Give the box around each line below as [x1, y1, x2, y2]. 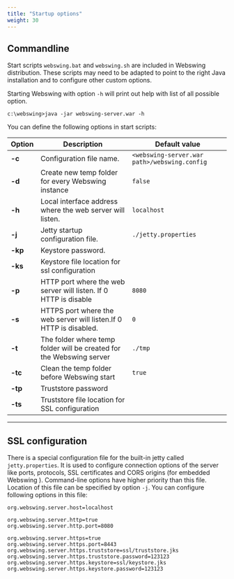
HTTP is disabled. [40, 323, 99, 333]
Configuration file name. [40, 154, 120, 164]
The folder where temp [40, 335, 116, 345]
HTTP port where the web [40, 277, 125, 287]
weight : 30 [7, 17, 39, 24]
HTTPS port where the [40, 306, 114, 315]
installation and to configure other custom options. [7, 76, 152, 85]
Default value [155, 139, 201, 149]
